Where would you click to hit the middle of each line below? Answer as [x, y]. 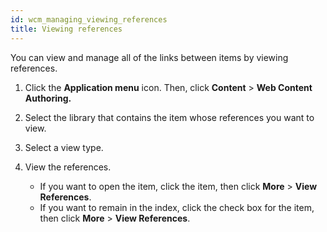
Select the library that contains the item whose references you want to [169, 117]
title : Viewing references [66, 29]
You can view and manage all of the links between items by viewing [149, 57]
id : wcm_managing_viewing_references [89, 19]
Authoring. [48, 98]
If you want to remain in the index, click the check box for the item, [177, 207]
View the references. [68, 167]
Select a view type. [64, 147]
